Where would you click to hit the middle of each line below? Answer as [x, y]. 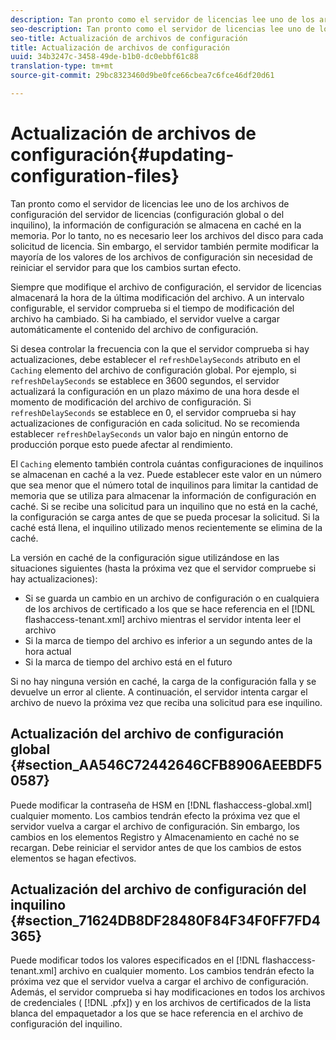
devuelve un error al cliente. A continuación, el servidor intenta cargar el [159, 692]
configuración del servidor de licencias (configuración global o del [147, 214]
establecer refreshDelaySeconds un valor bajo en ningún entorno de [149, 433]
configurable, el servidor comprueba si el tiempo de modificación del [152, 308]
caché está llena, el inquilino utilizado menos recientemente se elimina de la [166, 527]
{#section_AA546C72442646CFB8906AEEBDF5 [166, 765]
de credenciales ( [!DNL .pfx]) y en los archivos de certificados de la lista [161, 1003]
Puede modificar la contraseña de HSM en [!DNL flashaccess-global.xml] [161, 805]
